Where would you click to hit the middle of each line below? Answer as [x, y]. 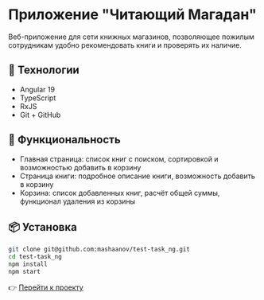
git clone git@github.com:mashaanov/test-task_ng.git [99, 249]
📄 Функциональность [64, 140]
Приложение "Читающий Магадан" [132, 15]
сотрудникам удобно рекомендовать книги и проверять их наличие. [125, 45]
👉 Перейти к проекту [46, 287]
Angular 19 [37, 89]
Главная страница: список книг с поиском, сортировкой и [119, 159]
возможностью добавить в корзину [80, 167]
